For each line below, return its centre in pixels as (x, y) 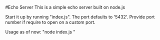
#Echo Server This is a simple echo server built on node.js (65, 7)
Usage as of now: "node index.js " (40, 32)
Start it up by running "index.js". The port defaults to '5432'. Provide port (80, 17)
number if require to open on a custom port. (50, 22)
